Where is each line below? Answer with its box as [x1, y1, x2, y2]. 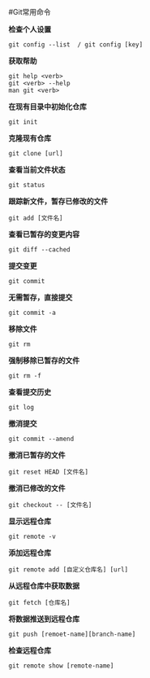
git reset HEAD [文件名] [8, 468, 89, 476]
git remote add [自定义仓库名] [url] [8, 566, 128, 574]
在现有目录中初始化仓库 [8, 102, 87, 112]
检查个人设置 [8, 24, 51, 34]
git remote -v [8, 532, 57, 540]
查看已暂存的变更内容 [8, 230, 79, 238]
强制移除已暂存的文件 [8, 356, 79, 365]
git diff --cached [8, 246, 71, 254]
